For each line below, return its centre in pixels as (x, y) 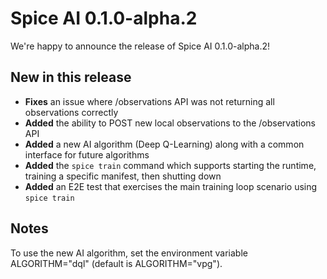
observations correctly (71, 112)
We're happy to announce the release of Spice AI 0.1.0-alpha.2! (140, 46)
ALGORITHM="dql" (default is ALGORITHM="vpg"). (116, 263)
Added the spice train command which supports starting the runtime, (170, 165)
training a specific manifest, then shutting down (123, 176)
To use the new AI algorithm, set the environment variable (129, 253)
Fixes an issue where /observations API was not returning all (149, 101)
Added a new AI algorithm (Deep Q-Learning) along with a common (164, 144)
